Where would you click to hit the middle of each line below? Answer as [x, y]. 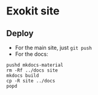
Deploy [20, 33]
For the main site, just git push [54, 47]
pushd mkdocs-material [35, 65]
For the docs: [31, 54]
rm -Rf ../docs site [32, 70]
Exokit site [33, 11]
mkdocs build [23, 76]
